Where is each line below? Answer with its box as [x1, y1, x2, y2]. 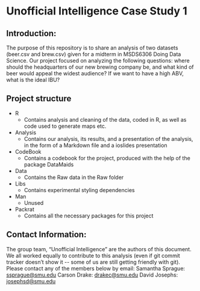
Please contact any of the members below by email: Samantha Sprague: [6, 264, 186, 272]
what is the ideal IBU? [6, 77, 60, 83]
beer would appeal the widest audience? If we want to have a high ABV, [6, 70, 184, 77]
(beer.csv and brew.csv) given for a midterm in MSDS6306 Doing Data [6, 51, 181, 58]
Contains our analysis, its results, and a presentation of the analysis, [23, 135, 193, 142]
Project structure [6, 93, 72, 104]
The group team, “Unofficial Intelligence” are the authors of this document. [6, 245, 192, 252]
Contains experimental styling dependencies [23, 186, 135, 193]
